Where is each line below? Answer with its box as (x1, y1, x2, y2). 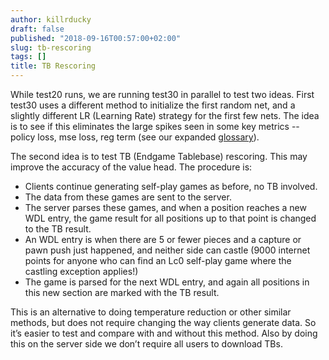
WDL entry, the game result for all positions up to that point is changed (24, 212, 317, 224)
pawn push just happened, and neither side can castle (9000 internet (24, 244, 311, 256)
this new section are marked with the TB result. (24, 287, 220, 298)
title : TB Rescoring (10, 61, 97, 71)
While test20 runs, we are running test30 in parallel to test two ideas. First (10, 89, 315, 100)
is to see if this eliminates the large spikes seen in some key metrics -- (10, 121, 300, 132)
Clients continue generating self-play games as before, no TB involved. (24, 181, 318, 192)
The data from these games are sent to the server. (24, 191, 232, 203)
